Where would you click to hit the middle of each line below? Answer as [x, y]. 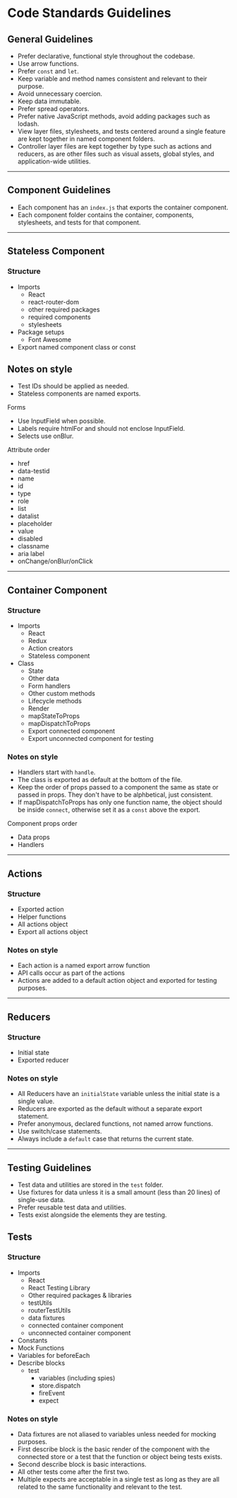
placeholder [35, 524]
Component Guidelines [59, 190]
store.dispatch [60, 1385]
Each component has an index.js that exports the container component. [123, 207]
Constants [32, 1340]
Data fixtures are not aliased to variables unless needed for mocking [117, 1434]
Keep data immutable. [49, 101]
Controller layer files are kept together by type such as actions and [114, 146]
